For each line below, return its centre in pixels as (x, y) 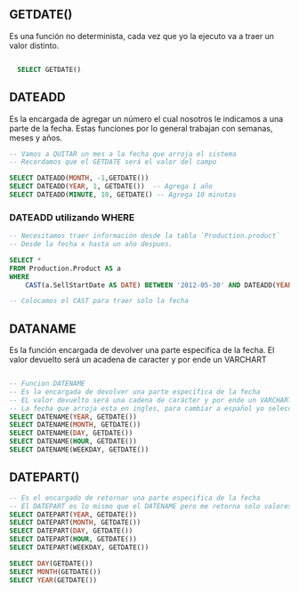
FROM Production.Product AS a (65, 268)
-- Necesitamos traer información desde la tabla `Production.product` (145, 236)
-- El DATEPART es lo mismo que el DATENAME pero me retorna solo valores (151, 506)
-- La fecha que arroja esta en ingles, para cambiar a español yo (137, 408)
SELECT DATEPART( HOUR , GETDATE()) (73, 540)
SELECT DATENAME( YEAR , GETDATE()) (73, 417)
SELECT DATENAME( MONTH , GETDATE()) (75, 425)
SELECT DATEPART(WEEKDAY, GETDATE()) (79, 548)
